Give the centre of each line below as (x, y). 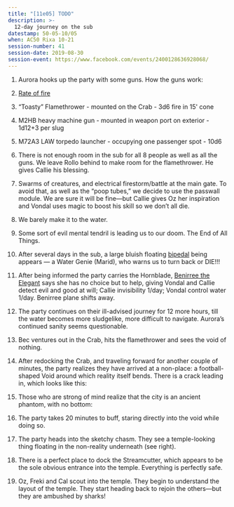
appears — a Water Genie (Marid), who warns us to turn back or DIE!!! (119, 261)
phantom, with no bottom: (55, 404)
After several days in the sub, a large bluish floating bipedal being (112, 254)
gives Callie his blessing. (54, 170)
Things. (29, 240)
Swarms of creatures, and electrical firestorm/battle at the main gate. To (122, 183)
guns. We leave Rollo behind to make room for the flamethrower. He (116, 162)
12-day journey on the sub (54, 27)
